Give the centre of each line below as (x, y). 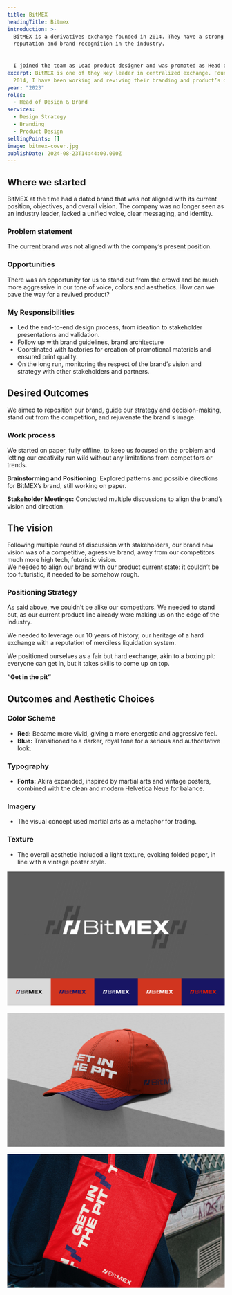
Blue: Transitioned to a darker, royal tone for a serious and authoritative (119, 741)
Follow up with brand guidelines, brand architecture (90, 342)
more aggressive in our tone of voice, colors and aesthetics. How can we (111, 287)
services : (21, 110)
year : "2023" (26, 88)
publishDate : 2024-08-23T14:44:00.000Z (65, 153)
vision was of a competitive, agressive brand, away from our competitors (111, 552)
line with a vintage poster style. (62, 862)
